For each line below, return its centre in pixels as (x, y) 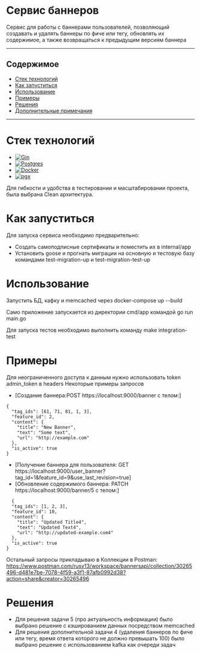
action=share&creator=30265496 (48, 578)
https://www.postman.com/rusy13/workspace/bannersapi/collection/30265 (99, 566)
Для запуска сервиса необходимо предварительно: (73, 235)
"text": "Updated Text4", (49, 527)
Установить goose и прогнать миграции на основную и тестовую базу (105, 253)
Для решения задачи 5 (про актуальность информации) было (94, 619)
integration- (173, 330)
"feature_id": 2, (33, 417)
